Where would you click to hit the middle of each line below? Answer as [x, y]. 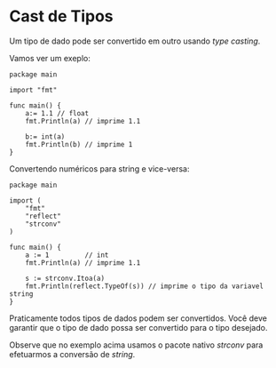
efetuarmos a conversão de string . [72, 354]
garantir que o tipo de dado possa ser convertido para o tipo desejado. [138, 327]
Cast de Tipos [61, 16]
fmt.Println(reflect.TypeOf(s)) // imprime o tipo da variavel [145, 286]
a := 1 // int [67, 255]
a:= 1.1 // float [57, 113]
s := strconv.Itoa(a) [65, 278]
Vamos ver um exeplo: [50, 58]
